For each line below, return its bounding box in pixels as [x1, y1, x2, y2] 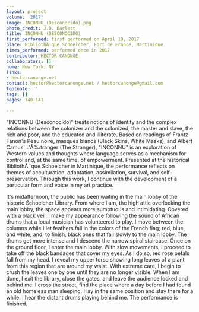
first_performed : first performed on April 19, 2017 [6, 36, 140, 42]
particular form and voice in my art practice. [6, 182, 114, 189]
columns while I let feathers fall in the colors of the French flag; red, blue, [6, 224, 185, 231]
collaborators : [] [6, 58, 52, 64]
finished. [6, 300, 28, 307]
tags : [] [6, 91, 28, 97]
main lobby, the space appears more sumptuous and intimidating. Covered [6, 205, 189, 212]
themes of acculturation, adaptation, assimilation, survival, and [6, 168, 160, 176]
